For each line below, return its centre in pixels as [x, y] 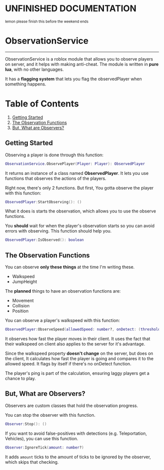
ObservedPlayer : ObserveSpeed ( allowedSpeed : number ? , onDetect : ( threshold [83, 330]
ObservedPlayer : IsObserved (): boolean [44, 240]
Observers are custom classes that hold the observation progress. [72, 406]
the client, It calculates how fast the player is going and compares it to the [79, 358]
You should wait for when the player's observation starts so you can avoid [80, 226]
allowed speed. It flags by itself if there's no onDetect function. [68, 363]
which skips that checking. [32, 462]
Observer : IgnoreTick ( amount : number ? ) [44, 448]
